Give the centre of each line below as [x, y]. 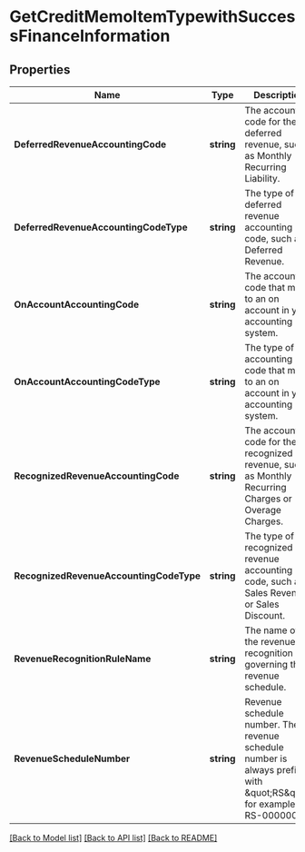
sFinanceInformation [90, 36]
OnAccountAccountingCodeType [87, 381]
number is [266, 758]
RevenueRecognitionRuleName [83, 659]
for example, [271, 804]
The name [266, 630]
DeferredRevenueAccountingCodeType [101, 227]
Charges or [268, 499]
